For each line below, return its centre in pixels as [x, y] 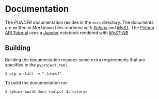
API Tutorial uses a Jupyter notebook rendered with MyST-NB [67, 33]
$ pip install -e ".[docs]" [33, 74]
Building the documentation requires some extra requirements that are [75, 60]
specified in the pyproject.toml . [37, 65]
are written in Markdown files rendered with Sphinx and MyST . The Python [80, 27]
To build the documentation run [36, 82]
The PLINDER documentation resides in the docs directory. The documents [79, 22]
